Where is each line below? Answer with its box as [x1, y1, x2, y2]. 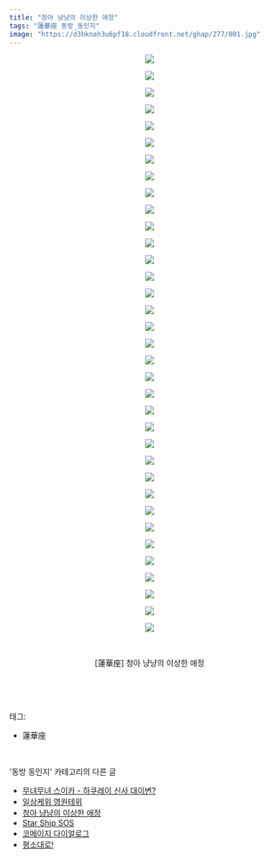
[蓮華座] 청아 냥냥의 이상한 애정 [94, 657, 205, 669]
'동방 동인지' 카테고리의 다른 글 [9, 766, 117, 777]
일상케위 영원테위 [21, 796, 83, 807]
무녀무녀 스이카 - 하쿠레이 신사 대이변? [21, 786, 157, 796]
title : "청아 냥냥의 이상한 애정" [9, 12, 118, 22]
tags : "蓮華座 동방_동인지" [9, 21, 100, 30]
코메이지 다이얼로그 [21, 829, 90, 839]
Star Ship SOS [21, 818, 75, 829]
